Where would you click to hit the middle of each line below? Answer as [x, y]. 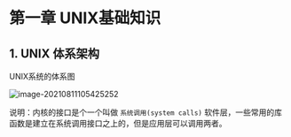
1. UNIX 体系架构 [55, 53]
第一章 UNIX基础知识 [85, 18]
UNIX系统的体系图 [42, 76]
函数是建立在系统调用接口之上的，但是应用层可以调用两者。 [118, 123]
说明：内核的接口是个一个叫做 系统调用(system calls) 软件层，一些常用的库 [145, 112]
